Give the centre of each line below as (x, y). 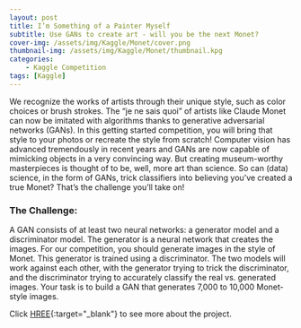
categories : (31, 59)
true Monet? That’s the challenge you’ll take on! (97, 187)
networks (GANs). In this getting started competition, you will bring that (141, 130)
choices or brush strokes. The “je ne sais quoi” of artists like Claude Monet (148, 111)
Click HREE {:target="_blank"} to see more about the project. (120, 314)
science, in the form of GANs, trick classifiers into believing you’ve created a (151, 177)
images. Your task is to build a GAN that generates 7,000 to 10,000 (132, 287)
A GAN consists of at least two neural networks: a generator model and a (145, 230)
